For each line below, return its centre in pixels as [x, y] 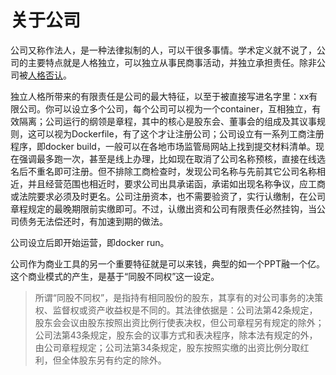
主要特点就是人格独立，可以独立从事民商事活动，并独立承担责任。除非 [172, 62]
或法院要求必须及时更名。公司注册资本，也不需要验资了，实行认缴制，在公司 [168, 196]
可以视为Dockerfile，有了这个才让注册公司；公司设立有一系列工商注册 [180, 133]
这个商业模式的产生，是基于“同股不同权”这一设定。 [115, 276]
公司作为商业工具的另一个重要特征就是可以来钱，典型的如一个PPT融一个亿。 [167, 263]
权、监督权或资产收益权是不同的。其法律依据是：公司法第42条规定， [176, 310]
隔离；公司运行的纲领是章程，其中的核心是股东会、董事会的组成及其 [159, 121]
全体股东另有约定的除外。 [114, 360]
